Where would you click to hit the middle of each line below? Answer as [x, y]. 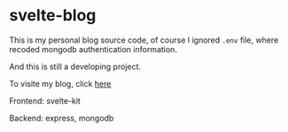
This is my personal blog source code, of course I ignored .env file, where [144, 40]
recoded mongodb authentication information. [93, 49]
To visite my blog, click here [60, 83]
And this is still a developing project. [75, 66]
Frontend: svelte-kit [45, 101]
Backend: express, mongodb [62, 118]
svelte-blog [53, 16]
